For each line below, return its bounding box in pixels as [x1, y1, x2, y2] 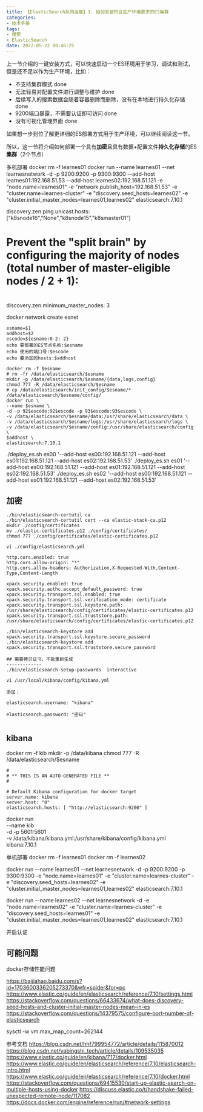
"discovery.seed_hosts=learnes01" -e [6, 910, 101, 917]
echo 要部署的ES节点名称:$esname [6, 342, 84, 348]
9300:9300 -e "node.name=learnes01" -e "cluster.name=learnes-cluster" [6, 872, 191, 879]
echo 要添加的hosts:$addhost [6, 355, 76, 361]
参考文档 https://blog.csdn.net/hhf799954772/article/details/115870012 [6, 1040, 184, 1047]
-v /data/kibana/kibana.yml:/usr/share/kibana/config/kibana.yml [6, 834, 166, 842]
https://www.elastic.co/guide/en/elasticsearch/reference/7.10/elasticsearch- [6, 1060, 196, 1067]
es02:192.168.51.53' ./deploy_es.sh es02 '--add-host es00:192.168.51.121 [6, 470, 187, 478]
